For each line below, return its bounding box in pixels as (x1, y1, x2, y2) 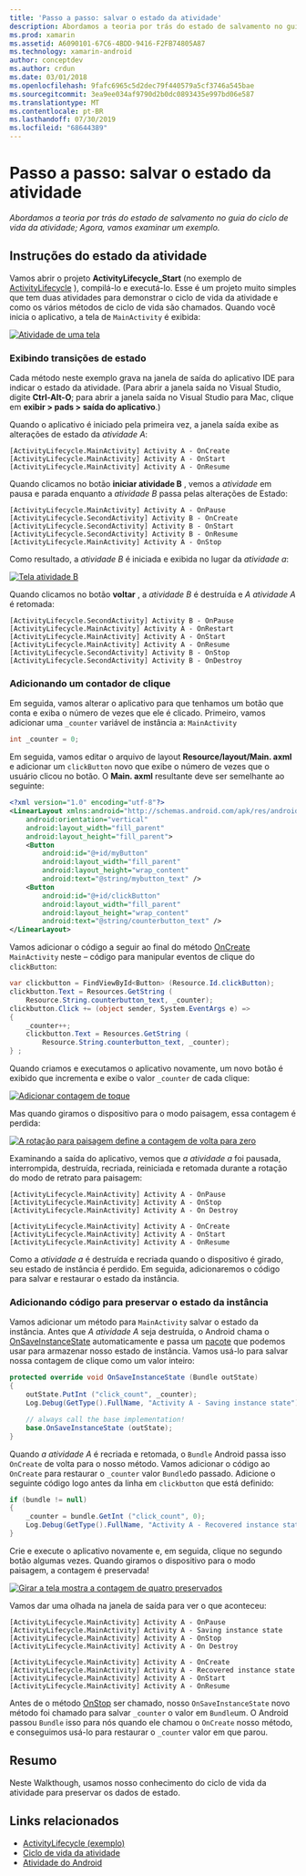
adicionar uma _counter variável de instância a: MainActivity (9, 717, 238, 728)
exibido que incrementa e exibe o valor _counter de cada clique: (9, 1073, 250, 1084)
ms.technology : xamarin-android (9, 47, 132, 57)
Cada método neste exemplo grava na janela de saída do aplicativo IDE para (9, 373, 295, 384)
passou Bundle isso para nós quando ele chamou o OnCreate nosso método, (9, 1716, 293, 1727)
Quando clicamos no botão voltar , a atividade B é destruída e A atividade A (9, 589, 296, 600)
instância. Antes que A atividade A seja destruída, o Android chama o (9, 1326, 270, 1337)
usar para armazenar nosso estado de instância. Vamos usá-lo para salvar (9, 1345, 289, 1356)
